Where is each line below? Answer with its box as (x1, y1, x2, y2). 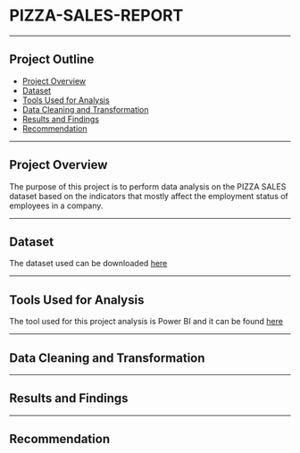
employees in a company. (9, 200, 104, 211)
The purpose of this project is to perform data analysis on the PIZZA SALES (9, 180, 287, 192)
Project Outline (9, 52, 95, 67)
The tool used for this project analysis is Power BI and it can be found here (9, 316, 284, 327)
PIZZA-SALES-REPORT (9, 5, 184, 26)
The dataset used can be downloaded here (9, 258, 168, 269)
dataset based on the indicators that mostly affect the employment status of (9, 190, 288, 201)
